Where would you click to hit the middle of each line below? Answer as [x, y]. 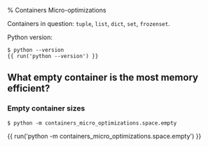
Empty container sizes [46, 108]
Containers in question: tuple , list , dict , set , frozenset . [89, 23]
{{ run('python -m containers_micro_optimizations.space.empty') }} [104, 136]
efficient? [29, 89]
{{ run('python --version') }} [53, 56]
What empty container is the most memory [103, 77]
